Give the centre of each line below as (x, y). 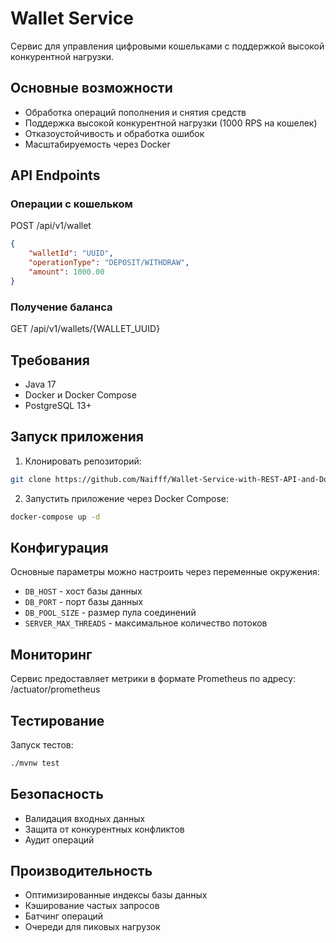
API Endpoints (55, 175)
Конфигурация (59, 547)
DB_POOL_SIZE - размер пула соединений (110, 613)
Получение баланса (61, 307)
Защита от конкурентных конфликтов (104, 829)
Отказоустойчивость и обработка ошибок (114, 133)
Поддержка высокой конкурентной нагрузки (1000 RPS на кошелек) (171, 123)
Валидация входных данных (85, 818)
